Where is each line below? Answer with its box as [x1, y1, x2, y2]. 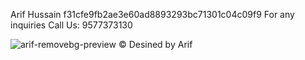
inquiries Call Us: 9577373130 [10, 19, 133, 31]
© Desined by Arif [118, 39, 193, 50]
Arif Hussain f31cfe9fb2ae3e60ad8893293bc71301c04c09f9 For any [10, 9, 295, 20]
